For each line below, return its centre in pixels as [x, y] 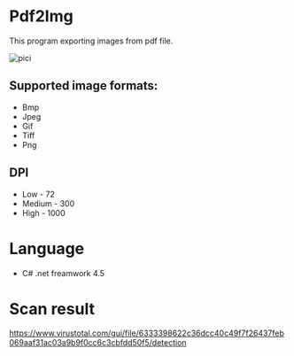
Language [47, 248]
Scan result [52, 309]
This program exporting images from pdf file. [91, 41]
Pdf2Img [41, 16]
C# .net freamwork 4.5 [63, 273]
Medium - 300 [48, 203]
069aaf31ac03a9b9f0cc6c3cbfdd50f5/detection [98, 343]
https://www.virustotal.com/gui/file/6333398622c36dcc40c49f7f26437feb [147, 333]
